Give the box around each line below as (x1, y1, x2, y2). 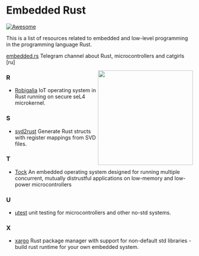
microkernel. (14, 99, 46, 106)
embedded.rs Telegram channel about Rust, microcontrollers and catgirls (6, 52, 185, 59)
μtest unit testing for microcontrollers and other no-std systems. (14, 209, 172, 216)
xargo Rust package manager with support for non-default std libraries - (14, 237, 191, 244)
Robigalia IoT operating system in (14, 87, 97, 94)
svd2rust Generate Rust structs (14, 128, 91, 135)
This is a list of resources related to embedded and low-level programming (6, 34, 188, 41)
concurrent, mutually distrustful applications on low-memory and (14, 174, 174, 182)
